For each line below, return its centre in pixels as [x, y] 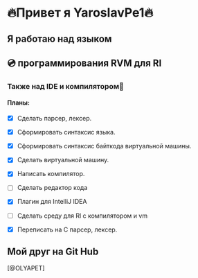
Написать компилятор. [51, 174]
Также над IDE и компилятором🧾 [66, 86]
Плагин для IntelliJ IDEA [52, 202]
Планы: [18, 103]
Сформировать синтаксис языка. [66, 132]
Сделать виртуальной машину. [63, 160]
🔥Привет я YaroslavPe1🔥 [80, 13]
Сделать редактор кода [52, 188]
